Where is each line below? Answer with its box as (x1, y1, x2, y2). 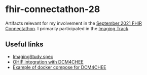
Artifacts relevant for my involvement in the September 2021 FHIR (5, 20, 142, 26)
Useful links (5, 40, 44, 49)
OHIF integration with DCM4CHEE (12, 59, 84, 65)
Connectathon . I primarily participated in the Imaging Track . (5, 25, 130, 31)
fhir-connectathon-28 (5, 4, 100, 15)
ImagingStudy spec (12, 53, 53, 59)
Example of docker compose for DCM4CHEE (12, 64, 106, 70)
